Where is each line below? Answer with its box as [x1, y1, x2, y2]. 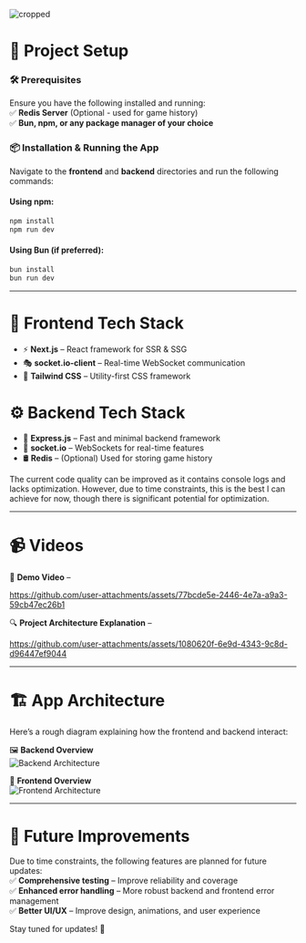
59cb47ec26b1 [9, 598, 66, 610]
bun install [9, 264, 55, 274]
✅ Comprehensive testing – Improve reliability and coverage [9, 876, 239, 886]
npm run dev [9, 224, 55, 234]
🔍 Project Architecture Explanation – [9, 617, 152, 628]
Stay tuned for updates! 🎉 [9, 924, 106, 935]
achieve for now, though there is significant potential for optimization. [9, 492, 270, 503]
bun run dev [9, 274, 55, 283]
